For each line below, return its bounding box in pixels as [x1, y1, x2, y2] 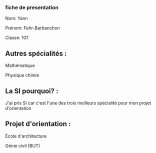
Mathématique [5, 62, 35, 68]
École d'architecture [5, 133, 47, 139]
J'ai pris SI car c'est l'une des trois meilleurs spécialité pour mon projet [5, 99, 151, 106]
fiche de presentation [5, 4, 59, 11]
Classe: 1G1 [5, 34, 29, 41]
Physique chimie [5, 72, 39, 78]
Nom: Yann [5, 15, 28, 21]
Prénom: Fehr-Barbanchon [5, 25, 60, 31]
